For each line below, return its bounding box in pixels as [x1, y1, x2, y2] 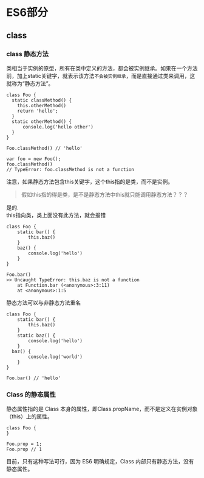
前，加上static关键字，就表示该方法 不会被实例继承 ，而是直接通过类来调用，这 [6, 72, 195, 79]
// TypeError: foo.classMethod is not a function [6, 166, 135, 172]
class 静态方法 [6, 49, 49, 58]
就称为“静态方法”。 [6, 80, 54, 87]
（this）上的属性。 [6, 413, 53, 420]
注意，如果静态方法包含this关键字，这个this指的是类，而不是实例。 [6, 178, 174, 185]
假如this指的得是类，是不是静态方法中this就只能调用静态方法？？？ [21, 191, 189, 198]
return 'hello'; [17, 108, 59, 114]
